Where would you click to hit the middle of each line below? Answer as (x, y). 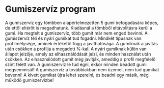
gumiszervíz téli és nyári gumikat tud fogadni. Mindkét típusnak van (73, 38)
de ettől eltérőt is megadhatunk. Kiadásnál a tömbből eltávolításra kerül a (79, 28)
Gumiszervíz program (50, 9)
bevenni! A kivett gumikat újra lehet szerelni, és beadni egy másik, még (77, 75)
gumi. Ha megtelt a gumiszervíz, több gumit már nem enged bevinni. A (77, 33)
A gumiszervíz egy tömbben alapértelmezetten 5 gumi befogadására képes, (82, 23)
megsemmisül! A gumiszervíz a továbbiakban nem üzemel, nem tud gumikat (82, 69)
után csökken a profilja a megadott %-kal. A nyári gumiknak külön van (76, 49)
